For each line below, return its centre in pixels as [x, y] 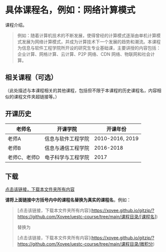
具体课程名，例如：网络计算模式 [70, 10]
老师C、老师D [24, 157]
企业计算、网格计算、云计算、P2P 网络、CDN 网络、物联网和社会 [84, 54]
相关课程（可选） [31, 78]
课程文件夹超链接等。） [36, 96]
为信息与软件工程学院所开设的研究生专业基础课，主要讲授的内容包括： [89, 48]
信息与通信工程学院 [67, 148]
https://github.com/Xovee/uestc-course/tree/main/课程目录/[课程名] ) [87, 217]
